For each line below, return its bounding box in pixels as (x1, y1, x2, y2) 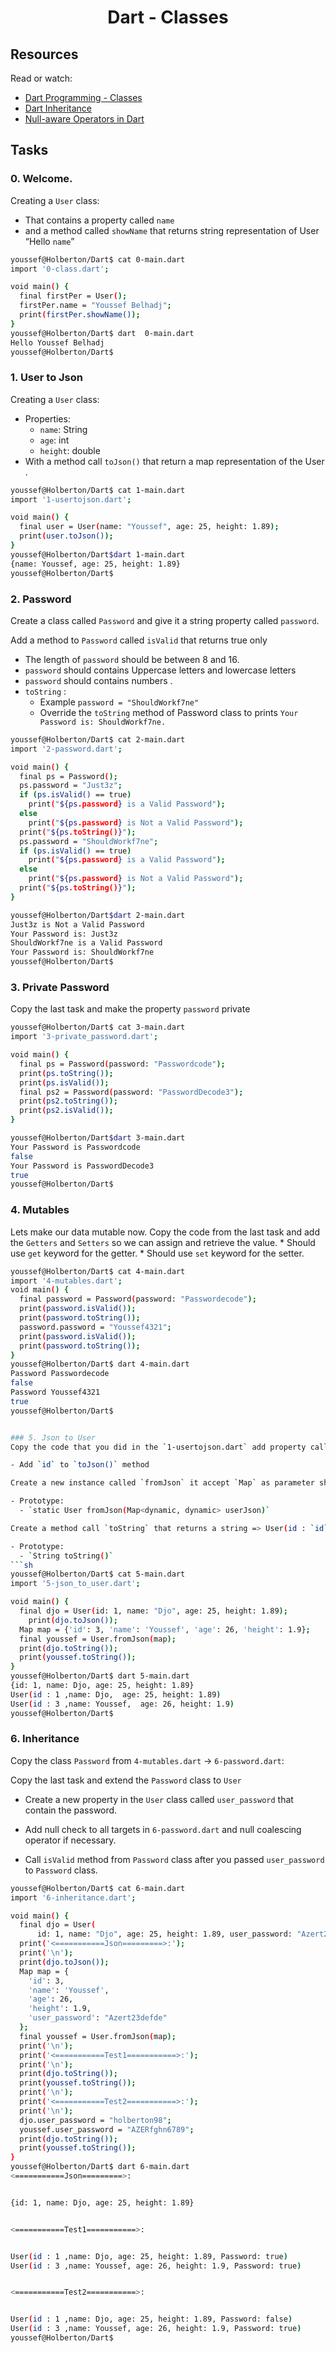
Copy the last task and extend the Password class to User (10, 1774, 242, 1786)
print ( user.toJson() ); (19, 531, 114, 541)
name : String (39, 423, 88, 435)
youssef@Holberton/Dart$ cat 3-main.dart (10, 1022, 186, 1033)
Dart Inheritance (24, 102, 92, 114)
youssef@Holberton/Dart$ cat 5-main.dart (10, 1569, 186, 1580)
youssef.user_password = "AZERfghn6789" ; (19, 2124, 195, 2135)
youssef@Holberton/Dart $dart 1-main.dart (10, 549, 186, 560)
